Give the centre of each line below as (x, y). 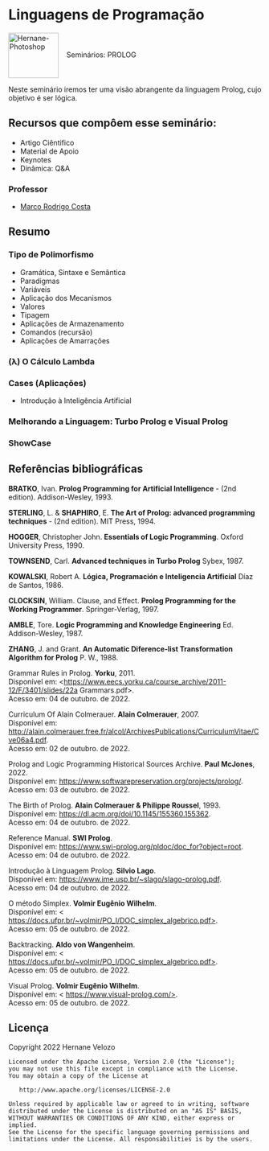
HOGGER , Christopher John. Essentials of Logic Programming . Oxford (126, 536)
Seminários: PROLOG (101, 55)
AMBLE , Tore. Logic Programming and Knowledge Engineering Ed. (121, 624)
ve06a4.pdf (27, 740)
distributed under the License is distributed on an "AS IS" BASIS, (125, 1112)
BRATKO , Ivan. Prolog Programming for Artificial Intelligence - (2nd (122, 488)
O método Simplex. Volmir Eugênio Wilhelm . (83, 903)
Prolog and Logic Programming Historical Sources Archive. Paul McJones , (132, 764)
